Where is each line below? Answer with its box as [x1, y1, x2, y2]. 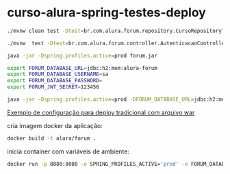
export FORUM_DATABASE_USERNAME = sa [7, 71, 109, 78]
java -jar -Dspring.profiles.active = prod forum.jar [7, 52, 157, 59]
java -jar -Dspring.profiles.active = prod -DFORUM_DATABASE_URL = [7, 96, 194, 103]
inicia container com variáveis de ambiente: [7, 147, 130, 156]
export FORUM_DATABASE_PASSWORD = [7, 77, 103, 84]
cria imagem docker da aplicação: [7, 121, 103, 129]
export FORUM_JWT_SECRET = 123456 [7, 84, 99, 90]
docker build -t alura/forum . [7, 135, 97, 142]
